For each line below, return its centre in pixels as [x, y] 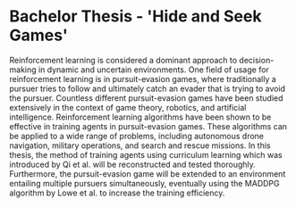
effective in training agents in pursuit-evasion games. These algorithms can [148, 126]
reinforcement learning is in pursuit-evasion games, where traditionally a [143, 79]
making [23, 70]
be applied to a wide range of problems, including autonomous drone [137, 136]
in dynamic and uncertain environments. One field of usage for [154, 70]
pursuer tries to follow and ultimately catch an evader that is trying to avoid [148, 88]
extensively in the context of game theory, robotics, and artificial [128, 107]
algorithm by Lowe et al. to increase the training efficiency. [117, 193]
